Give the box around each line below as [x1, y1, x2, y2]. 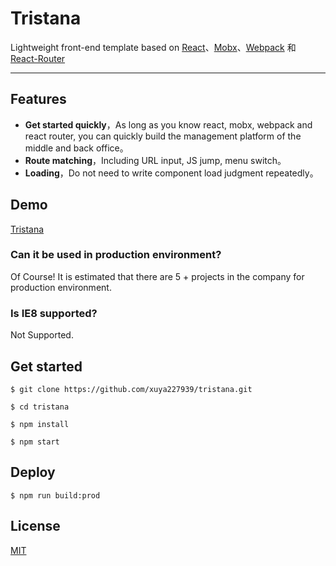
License [10, 518, 61, 535]
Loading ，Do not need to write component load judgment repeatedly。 [24, 167, 319, 179]
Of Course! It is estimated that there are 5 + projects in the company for [10, 270, 305, 282]
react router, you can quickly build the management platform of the [24, 130, 302, 142]
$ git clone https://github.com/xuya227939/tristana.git [10, 384, 253, 394]
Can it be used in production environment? [10, 248, 222, 262]
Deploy [10, 464, 56, 481]
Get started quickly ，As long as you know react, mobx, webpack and [24, 118, 313, 131]
